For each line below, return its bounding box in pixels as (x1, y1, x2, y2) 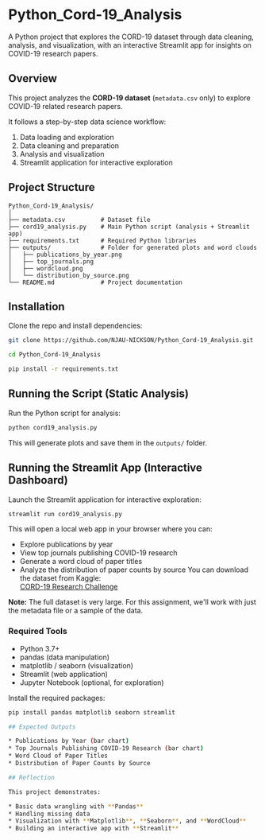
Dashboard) (8, 473, 69, 487)
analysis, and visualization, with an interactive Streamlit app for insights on (8, 40, 252, 49)
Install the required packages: (8, 693, 106, 702)
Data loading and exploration (19, 132, 115, 142)
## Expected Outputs (8, 722, 77, 731)
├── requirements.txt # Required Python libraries (8, 236, 197, 244)
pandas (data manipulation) (19, 652, 109, 662)
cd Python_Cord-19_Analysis (8, 351, 102, 359)
